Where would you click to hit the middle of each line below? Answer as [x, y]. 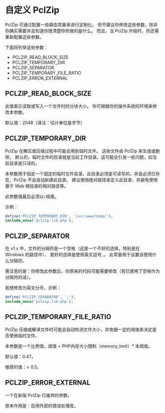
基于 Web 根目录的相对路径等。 [37, 186]
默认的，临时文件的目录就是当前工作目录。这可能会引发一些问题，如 [83, 157]
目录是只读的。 [24, 163]
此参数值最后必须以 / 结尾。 [32, 196]
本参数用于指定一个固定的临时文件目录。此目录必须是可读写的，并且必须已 [80, 174]
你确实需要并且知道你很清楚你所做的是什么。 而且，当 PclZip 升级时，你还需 [82, 30]
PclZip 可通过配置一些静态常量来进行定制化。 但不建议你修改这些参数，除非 [82, 25]
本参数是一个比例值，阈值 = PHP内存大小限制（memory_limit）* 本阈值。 [79, 346]
